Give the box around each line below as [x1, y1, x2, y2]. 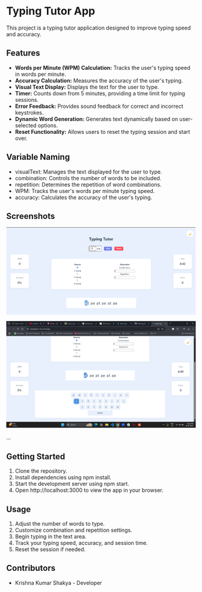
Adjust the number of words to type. [14, 520, 105, 527]
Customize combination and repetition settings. [14, 526, 132, 534]
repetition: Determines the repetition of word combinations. [14, 181, 162, 188]
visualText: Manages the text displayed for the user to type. [14, 168, 162, 175]
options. [38, 122, 58, 129]
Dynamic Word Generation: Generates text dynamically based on [14, 115, 179, 122]
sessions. [14, 96, 39, 103]
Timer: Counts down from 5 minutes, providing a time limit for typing [14, 89, 185, 97]
